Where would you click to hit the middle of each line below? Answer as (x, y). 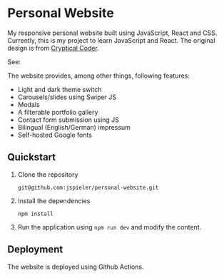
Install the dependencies (54, 200)
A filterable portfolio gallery (58, 112)
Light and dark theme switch (60, 89)
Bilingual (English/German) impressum (74, 127)
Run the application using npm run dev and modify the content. (110, 227)
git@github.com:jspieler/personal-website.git (88, 187)
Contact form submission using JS (68, 120)
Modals (29, 104)
